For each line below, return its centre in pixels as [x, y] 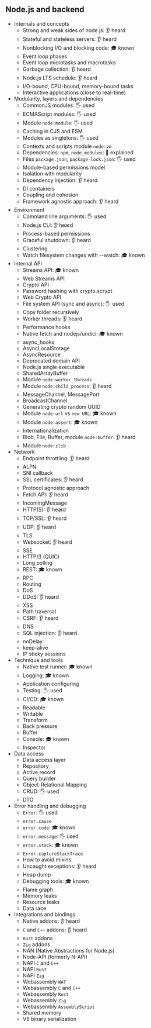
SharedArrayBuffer [45, 373]
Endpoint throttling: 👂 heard [56, 458]
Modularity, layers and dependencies [58, 98]
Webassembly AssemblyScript [59, 1006]
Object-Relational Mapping [55, 784]
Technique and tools [38, 660]
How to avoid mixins [47, 860]
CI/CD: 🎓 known [43, 699]
